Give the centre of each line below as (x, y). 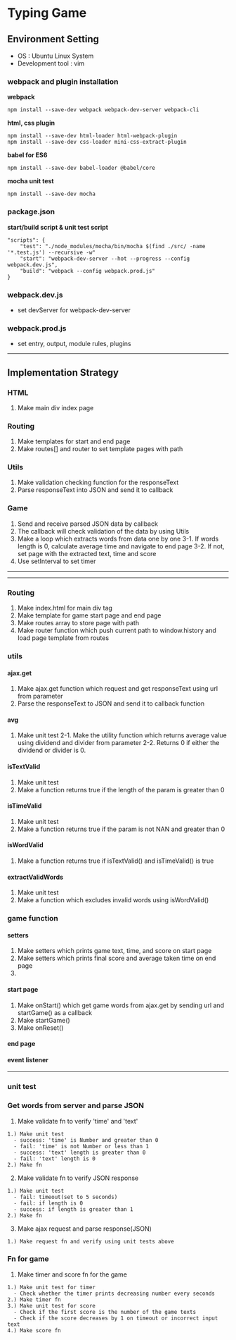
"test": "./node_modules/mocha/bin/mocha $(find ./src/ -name (113, 246)
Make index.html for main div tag (65, 608)
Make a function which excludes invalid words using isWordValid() (113, 900)
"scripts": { (26, 240)
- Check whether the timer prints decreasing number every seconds (114, 1293)
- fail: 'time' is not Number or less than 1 (81, 1146)
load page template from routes (63, 638)
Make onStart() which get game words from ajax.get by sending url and (121, 1005)
